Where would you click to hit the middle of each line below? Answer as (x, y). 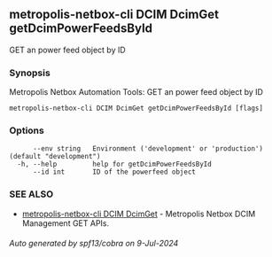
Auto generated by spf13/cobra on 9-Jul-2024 (94, 244)
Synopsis (30, 73)
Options (27, 130)
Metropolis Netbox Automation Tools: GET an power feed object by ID (136, 92)
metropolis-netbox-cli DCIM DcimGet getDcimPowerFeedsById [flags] (136, 109)
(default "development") (55, 157)
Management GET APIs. (66, 223)
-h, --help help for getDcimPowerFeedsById (115, 164)
